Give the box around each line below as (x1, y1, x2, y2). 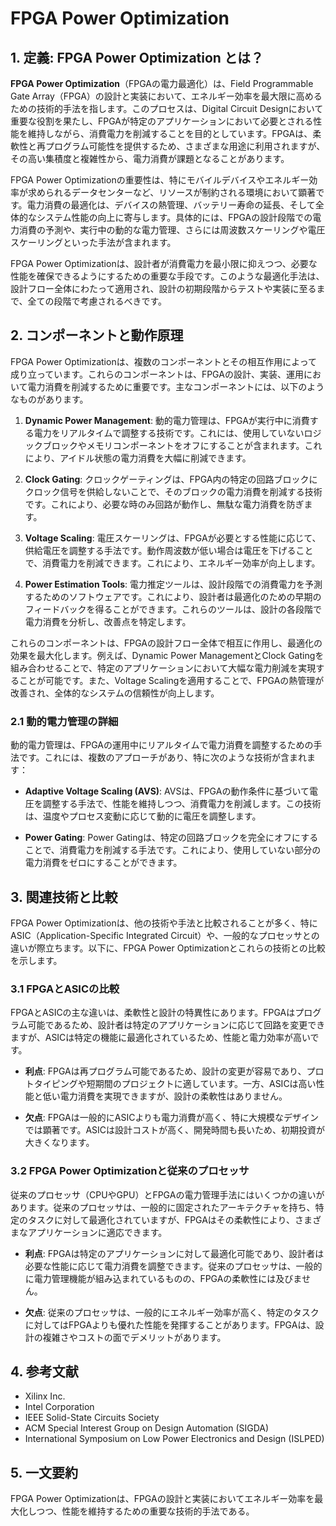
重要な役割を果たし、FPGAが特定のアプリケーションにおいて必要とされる (10, 115, 314, 127)
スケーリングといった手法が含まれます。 (10, 237, 177, 248)
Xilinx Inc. (24, 1390, 66, 1402)
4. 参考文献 (10, 1363, 79, 1380)
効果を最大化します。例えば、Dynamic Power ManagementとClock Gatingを (10, 649, 325, 661)
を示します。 (10, 954, 63, 966)
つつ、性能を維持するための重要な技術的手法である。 (36, 1505, 255, 1517)
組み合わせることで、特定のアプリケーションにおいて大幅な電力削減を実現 (10, 662, 317, 674)
